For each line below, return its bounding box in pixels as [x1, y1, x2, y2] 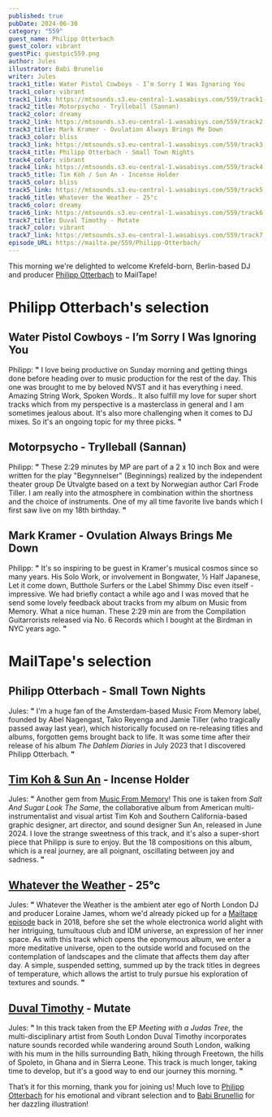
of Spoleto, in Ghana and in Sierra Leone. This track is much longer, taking [8, 1057, 257, 1067]
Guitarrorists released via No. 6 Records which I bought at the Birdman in [8, 615, 253, 625]
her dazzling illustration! [8, 1099, 89, 1109]
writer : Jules [8, 72, 57, 81]
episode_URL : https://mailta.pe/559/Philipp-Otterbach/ [8, 239, 201, 247]
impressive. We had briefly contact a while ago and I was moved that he [8, 589, 249, 599]
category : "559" [8, 27, 63, 35]
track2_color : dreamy [8, 111, 82, 119]
